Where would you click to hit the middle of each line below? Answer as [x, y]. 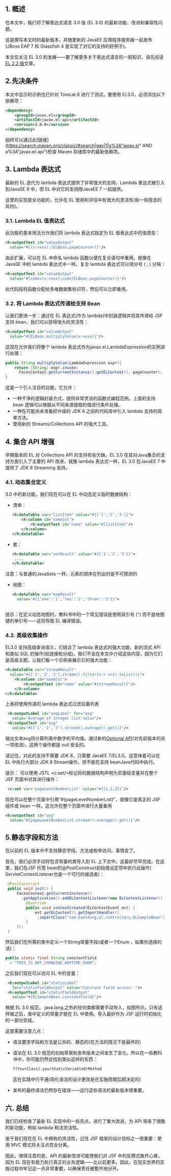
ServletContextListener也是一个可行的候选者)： [55, 874]
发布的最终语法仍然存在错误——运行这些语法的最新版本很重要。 [79, 1090]
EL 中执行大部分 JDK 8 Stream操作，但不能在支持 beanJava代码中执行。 [81, 762]
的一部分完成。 [21, 1020]
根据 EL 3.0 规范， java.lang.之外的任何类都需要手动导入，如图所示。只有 [82, 1008]
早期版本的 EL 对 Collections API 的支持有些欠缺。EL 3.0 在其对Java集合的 [83, 455]
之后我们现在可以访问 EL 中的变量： [43, 973]
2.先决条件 [22, 81]
